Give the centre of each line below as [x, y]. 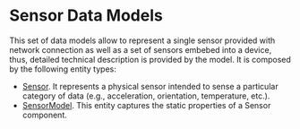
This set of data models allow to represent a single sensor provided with [142, 40]
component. [44, 115]
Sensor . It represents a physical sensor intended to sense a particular [150, 86]
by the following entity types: [63, 69]
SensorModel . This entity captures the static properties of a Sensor [146, 105]
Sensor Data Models [86, 16]
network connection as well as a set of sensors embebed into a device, [141, 49]
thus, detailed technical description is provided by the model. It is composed [150, 59]
